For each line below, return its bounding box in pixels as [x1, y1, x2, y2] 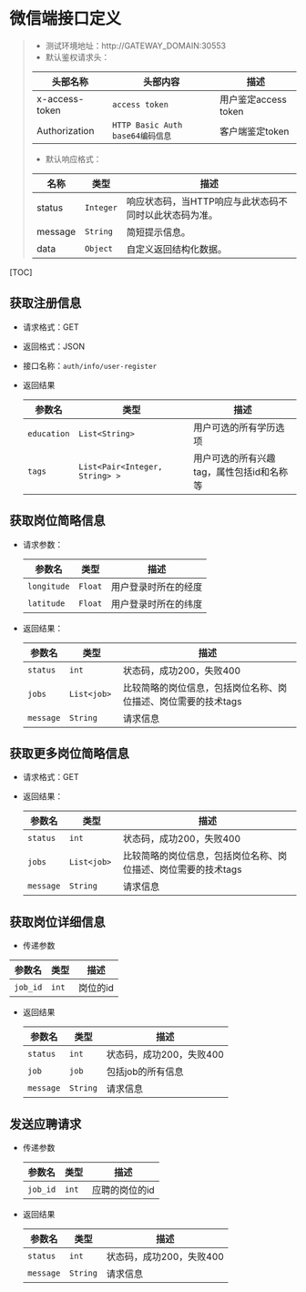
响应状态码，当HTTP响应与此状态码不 [126, 195, 289, 208]
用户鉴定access [219, 93, 287, 106]
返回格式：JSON [22, 341, 86, 352]
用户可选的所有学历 [192, 421, 276, 434]
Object [85, 243, 114, 253]
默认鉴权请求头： [45, 51, 110, 62]
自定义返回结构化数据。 [126, 242, 228, 255]
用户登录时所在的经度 [110, 580, 203, 593]
